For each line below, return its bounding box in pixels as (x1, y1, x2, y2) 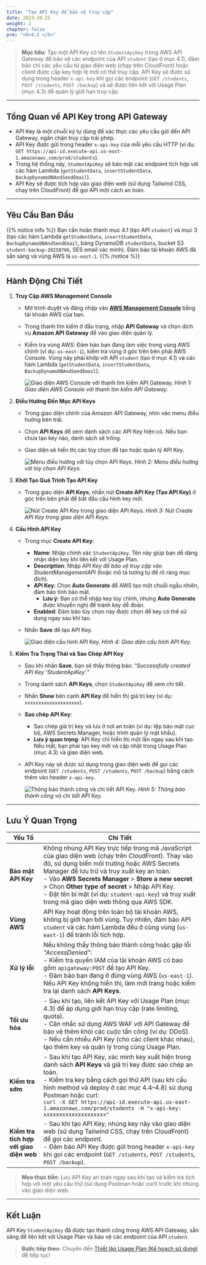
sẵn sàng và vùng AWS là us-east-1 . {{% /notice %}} (6, 252, 140, 260)
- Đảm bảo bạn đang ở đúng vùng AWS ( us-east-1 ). (43, 971, 194, 980)
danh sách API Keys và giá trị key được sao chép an (43, 1061, 193, 1069)
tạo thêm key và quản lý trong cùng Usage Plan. (43, 1043, 181, 1051)
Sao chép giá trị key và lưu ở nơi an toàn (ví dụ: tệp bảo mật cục (33, 722, 195, 730)
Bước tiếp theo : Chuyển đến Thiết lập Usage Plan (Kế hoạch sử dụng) (21, 1245, 198, 1253)
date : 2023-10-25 (6, 15, 51, 21)
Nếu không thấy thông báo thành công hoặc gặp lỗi (43, 941, 191, 949)
